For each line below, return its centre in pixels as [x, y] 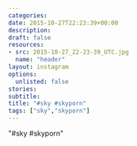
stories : [23, 89]
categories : [28, 15]
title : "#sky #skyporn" [48, 103]
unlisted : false [42, 81]
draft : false [30, 37]
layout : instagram [38, 67]
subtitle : [25, 96]
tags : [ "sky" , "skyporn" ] [49, 111]
